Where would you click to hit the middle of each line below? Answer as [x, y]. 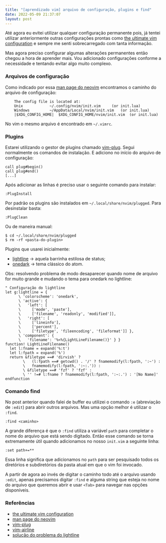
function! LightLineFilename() [37, 344]
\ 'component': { [36, 335]
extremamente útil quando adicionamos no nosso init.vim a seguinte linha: [82, 442]
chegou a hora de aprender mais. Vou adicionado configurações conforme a [83, 58]
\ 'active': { [33, 301]
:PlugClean [16, 217]
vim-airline [23, 530]
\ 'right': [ [34, 318]
